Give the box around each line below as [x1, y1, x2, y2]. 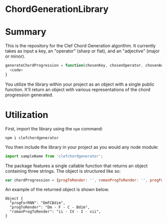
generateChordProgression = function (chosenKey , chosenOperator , [5, 63, 143, 68]
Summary [5, 26, 46, 38]
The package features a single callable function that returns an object [5, 163, 148, 169]
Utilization [5, 109, 49, 120]
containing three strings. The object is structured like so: [5, 168, 121, 174]
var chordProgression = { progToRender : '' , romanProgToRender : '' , [5, 178, 148, 183]
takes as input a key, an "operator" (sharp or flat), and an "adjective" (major [5, 48, 160, 54]
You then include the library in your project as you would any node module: [5, 144, 159, 150]
